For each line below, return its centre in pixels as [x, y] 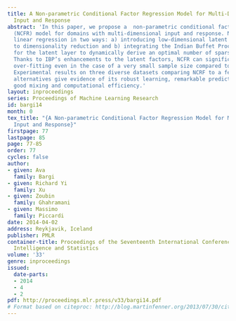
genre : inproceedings [39, 261]
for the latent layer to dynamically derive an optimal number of [113, 53]
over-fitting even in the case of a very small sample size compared [117, 66]
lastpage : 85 [26, 137]
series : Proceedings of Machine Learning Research [83, 99]
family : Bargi [34, 177]
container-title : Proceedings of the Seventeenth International [103, 242]
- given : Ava [26, 170]
